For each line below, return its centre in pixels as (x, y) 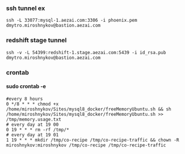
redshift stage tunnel (37, 41)
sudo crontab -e (26, 86)
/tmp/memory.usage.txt (34, 119)
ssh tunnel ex (25, 8)
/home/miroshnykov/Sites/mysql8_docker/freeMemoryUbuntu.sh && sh (89, 109)
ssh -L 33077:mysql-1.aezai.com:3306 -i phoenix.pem (72, 21)
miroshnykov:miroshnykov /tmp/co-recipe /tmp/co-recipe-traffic (86, 145)
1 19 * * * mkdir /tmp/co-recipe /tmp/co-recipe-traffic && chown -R (93, 140)
